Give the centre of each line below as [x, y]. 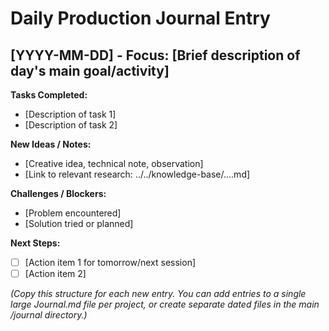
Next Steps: [35, 243]
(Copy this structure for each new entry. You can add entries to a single [158, 294]
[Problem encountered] [73, 213]
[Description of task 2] [71, 125]
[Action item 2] [55, 274]
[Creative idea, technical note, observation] [114, 163]
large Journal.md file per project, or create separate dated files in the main [165, 304]
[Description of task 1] [70, 114]
